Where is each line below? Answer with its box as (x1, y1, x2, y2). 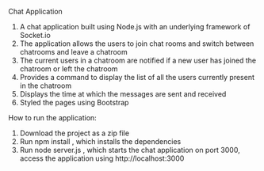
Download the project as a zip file (19, 128, 129, 138)
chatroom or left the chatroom (19, 64, 118, 74)
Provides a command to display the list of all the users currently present (19, 73, 255, 82)
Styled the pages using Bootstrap (19, 98, 129, 107)
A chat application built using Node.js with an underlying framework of (19, 22, 251, 31)
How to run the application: (8, 113, 97, 122)
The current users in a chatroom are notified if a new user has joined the (19, 55, 256, 65)
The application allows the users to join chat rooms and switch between (19, 39, 254, 48)
